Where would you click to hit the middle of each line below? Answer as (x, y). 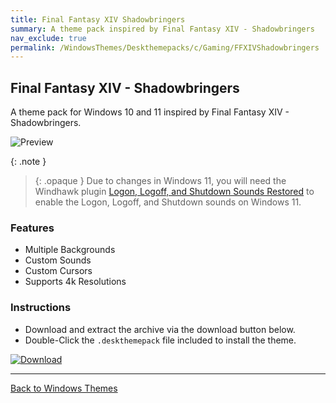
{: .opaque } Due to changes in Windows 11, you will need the (160, 181)
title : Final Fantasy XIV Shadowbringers (98, 19)
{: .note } (28, 162)
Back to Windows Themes (64, 388)
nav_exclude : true (48, 38)
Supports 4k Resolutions (75, 282)
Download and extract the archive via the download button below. (160, 329)
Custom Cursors (58, 271)
